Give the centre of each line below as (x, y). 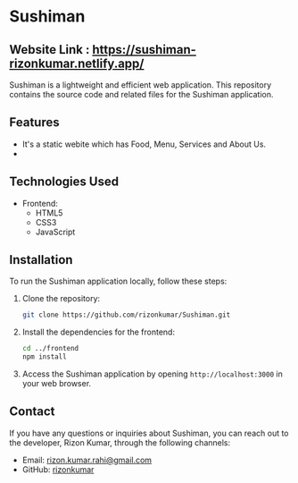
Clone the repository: (61, 299)
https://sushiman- (144, 50)
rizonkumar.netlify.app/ (77, 63)
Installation (41, 260)
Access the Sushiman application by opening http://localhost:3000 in (152, 374)
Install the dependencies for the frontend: (99, 332)
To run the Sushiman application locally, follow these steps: (118, 281)
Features (34, 123)
